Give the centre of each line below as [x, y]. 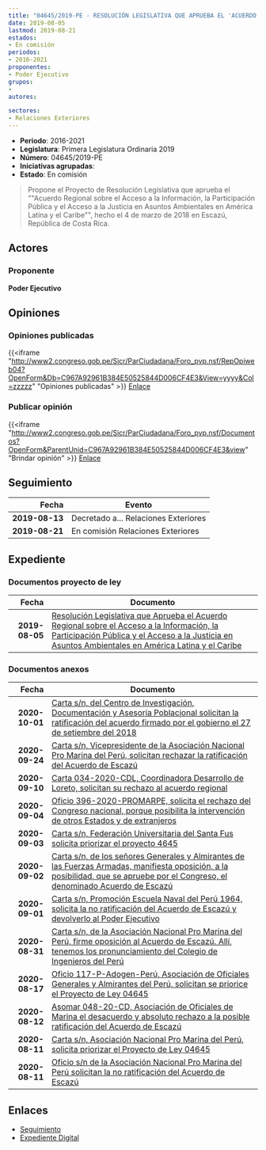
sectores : [25, 111]
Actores [28, 248]
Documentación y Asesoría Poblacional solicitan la [145, 713]
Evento [139, 505]
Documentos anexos [49, 669]
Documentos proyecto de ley [65, 581]
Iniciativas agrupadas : [57, 166]
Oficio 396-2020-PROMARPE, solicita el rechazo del [151, 801]
